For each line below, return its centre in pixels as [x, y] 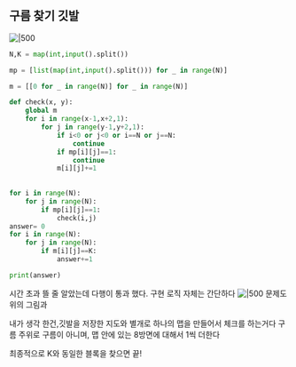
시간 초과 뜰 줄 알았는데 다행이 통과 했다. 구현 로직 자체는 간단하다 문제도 [148, 293]
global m [41, 111]
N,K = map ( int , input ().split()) [69, 54]
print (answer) [35, 275]
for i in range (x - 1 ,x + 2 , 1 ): [77, 119]
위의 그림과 [28, 304]
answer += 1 [74, 259]
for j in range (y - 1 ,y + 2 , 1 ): [93, 127]
